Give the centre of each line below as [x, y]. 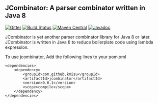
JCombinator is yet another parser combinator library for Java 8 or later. [78, 37]
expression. [17, 47]
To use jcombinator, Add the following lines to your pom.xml [66, 57]
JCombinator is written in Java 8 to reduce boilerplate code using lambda [79, 42]
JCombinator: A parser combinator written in [75, 8]
